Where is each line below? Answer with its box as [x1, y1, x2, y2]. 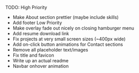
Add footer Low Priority [12, 20, 62, 26]
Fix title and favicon [12, 52, 55, 58]
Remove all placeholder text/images [12, 47, 88, 53]
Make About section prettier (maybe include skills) [12, 14, 119, 20]
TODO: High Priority [5, 5, 48, 10]
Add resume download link [12, 31, 69, 36]
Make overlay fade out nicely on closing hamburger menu [12, 25, 134, 31]
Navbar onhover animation [12, 63, 69, 69]
